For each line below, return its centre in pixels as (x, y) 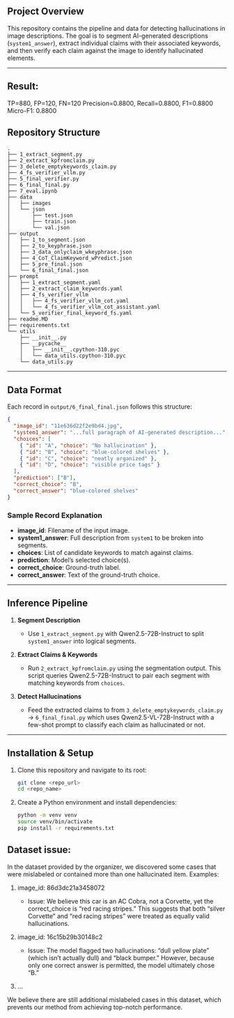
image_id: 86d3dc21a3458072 (61, 888)
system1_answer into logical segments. (82, 641)
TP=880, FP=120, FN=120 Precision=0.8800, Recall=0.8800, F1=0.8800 (110, 103)
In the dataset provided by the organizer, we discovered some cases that (112, 867)
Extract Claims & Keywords (57, 654)
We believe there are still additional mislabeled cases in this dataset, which (114, 999)
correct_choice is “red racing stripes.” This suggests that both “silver (126, 909)
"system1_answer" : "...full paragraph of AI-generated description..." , (121, 432)
